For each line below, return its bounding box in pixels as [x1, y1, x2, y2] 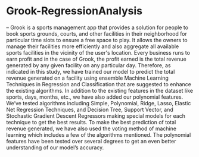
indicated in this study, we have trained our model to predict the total [6, 68, 175, 75]
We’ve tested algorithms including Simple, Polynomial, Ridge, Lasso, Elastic [6, 99, 191, 106]
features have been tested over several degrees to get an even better [6, 137, 176, 145]
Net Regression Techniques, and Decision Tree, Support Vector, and [6, 106, 174, 113]
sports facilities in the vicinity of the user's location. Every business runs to [6, 49, 191, 56]
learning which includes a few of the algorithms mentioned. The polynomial [6, 131, 191, 138]
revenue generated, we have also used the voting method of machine [6, 125, 177, 132]
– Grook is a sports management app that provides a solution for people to [6, 24, 189, 31]
